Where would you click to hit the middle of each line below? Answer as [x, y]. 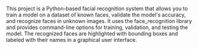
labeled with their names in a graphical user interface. [72, 40]
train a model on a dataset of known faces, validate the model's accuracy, [96, 15]
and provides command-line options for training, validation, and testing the [97, 27]
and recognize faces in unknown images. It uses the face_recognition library [99, 21]
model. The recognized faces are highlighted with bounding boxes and [92, 34]
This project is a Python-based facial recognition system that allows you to [97, 9]
